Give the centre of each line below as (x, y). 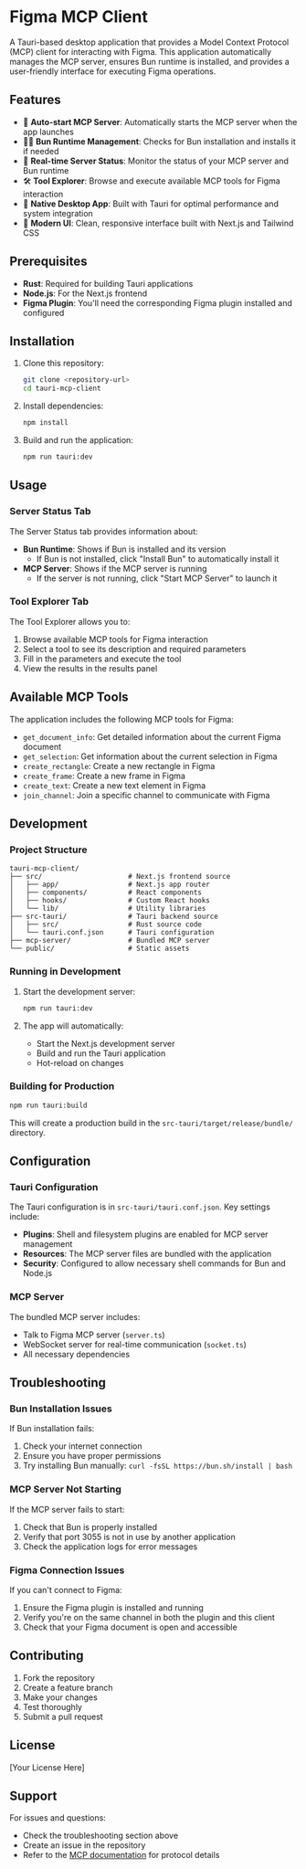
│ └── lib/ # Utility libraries (108, 909)
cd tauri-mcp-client (62, 389)
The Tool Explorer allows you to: (70, 621)
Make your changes (60, 1697)
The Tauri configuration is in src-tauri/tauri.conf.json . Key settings (140, 1207)
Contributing (47, 1656)
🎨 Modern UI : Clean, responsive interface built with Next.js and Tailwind (158, 223)
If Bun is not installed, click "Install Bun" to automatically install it (158, 558)
